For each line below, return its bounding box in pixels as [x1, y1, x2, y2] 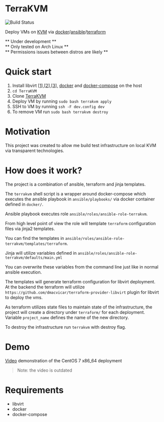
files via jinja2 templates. [5, 226, 55, 231]
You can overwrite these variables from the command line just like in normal [5, 264, 159, 269]
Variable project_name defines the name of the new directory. [5, 314, 129, 320]
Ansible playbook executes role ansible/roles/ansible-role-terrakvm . [5, 211, 148, 217]
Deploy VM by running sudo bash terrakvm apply [12, 98, 112, 104]
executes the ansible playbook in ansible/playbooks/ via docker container [5, 196, 155, 202]
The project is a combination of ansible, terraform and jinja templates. [5, 181, 146, 187]
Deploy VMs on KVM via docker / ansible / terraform [5, 29, 106, 35]
